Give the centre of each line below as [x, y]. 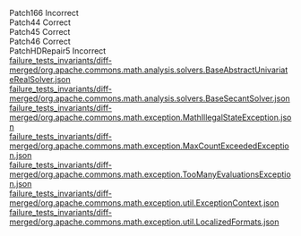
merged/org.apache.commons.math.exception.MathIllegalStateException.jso [150, 117]
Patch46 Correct [40, 41]
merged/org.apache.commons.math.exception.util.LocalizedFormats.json [144, 222]
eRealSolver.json [40, 79]
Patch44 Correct [40, 22]
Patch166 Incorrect [44, 13]
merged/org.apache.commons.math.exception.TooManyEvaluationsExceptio [150, 174]
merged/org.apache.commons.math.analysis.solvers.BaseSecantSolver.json [150, 98]
